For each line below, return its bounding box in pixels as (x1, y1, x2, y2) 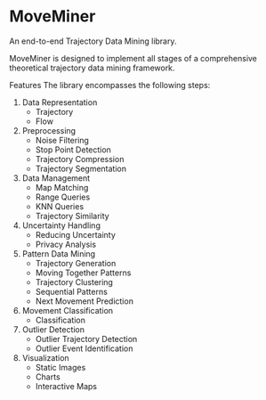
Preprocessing (21, 125, 77, 135)
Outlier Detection (21, 323, 85, 335)
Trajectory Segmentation (35, 163, 127, 174)
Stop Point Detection (35, 144, 111, 155)
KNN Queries (35, 200, 85, 211)
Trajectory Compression (35, 153, 125, 164)
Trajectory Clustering (35, 276, 114, 287)
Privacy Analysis (35, 239, 96, 249)
